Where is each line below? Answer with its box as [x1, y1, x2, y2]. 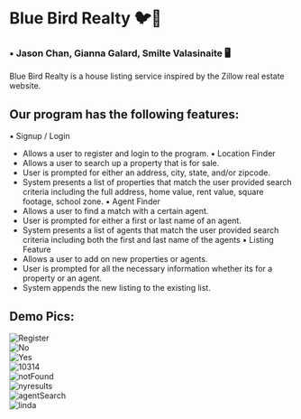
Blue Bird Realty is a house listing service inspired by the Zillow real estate [9, 70, 286, 82]
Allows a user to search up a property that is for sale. [22, 158, 220, 169]
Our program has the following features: [9, 107, 240, 122]
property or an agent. [22, 273, 102, 284]
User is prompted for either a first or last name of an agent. [22, 215, 242, 227]
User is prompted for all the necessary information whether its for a [22, 264, 273, 275]
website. [9, 80, 41, 91]
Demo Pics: [9, 309, 75, 324]
